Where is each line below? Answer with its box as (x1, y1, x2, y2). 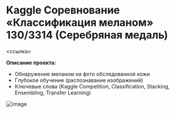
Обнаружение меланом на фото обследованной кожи (14, 70, 150, 77)
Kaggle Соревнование (6, 4, 120, 17)
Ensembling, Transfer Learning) (14, 89, 91, 96)
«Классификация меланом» (6, 16, 154, 29)
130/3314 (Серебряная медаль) (6, 29, 169, 42)
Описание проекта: (6, 59, 56, 66)
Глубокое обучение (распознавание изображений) (14, 77, 143, 84)
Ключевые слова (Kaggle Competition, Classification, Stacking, (14, 83, 170, 90)
